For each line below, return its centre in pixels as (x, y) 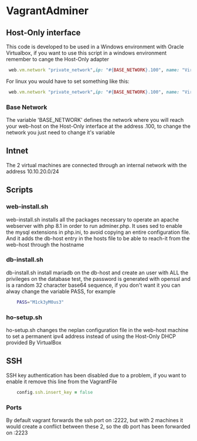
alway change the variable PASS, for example (61, 291)
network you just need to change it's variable (61, 132)
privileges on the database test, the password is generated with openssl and (98, 278)
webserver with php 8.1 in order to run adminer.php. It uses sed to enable (94, 226)
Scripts (20, 190)
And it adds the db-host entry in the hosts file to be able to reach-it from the (98, 238)
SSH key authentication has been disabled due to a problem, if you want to (96, 375)
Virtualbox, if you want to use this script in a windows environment (86, 53)
